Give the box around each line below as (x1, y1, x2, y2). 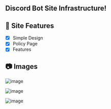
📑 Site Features (5, 21, 54, 30)
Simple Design (12, 35, 43, 41)
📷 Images (5, 62, 38, 71)
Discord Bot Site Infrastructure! (5, 4, 107, 13)
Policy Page (12, 41, 38, 47)
